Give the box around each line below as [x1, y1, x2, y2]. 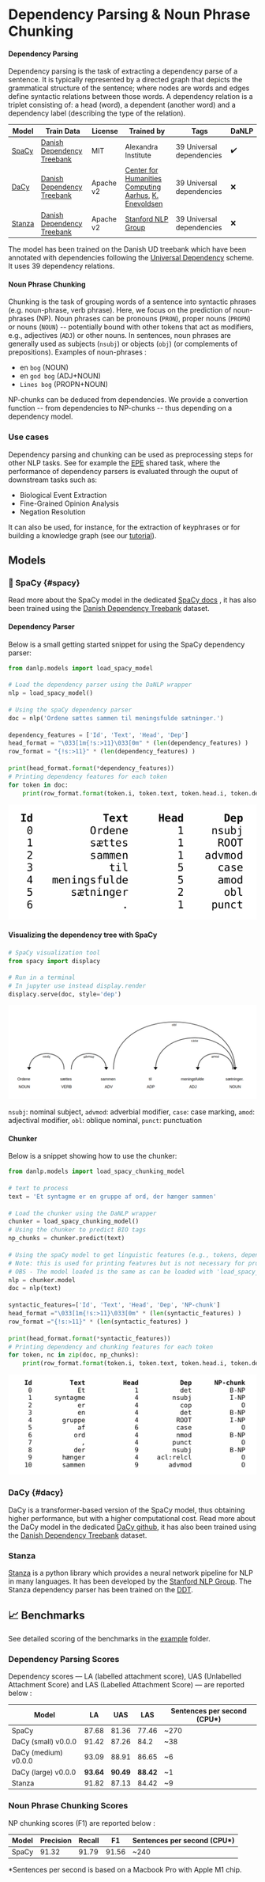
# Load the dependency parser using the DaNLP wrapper [8, 681, 192, 689]
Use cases [8, 431, 50, 442]
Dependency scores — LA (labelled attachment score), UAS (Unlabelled [8, 1671, 242, 1681]
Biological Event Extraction [19, 490, 107, 499]
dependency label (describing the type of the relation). [8, 108, 186, 118]
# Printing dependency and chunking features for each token [8, 1343, 214, 1351]
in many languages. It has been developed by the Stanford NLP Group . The [8, 1577, 252, 1586]
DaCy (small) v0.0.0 [11, 1737, 77, 1747]
